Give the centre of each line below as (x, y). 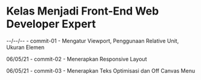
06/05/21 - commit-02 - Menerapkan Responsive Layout (77, 59)
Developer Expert (51, 24)
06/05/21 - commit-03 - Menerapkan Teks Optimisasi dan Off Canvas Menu (101, 70)
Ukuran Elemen (25, 47)
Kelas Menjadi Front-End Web (83, 11)
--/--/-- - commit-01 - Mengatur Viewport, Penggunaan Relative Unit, (93, 41)
